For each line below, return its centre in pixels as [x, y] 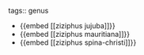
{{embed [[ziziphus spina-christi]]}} [78, 42]
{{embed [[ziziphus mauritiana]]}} [75, 34]
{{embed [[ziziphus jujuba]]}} [68, 26]
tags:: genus [28, 11]
